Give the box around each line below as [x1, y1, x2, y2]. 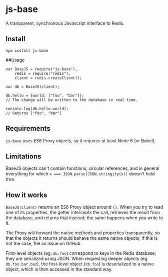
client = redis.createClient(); [14, 75, 82, 80]
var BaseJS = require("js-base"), [5, 66, 78, 71]
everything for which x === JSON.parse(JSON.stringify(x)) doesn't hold [5, 171, 155, 177]
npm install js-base [5, 48, 49, 53]
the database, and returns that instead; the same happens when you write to [5, 215, 163, 221]
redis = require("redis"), [14, 71, 71, 76]
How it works [5, 191, 47, 199]
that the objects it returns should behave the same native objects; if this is [5, 235, 158, 241]
